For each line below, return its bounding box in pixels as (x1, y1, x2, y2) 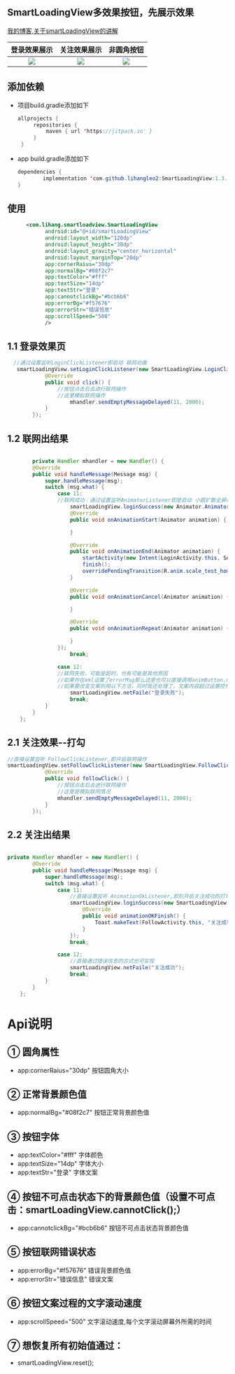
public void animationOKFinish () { (82, 912, 187, 920)
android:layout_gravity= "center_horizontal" (44, 247, 177, 254)
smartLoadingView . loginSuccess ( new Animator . (69, 504, 205, 511)
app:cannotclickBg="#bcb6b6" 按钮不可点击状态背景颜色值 (17, 1224, 189, 1232)
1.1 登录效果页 (7, 340, 66, 352)
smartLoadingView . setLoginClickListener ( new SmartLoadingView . (16, 366, 205, 373)
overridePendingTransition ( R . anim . (82, 568, 187, 575)
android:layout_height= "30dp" (44, 241, 133, 249)
